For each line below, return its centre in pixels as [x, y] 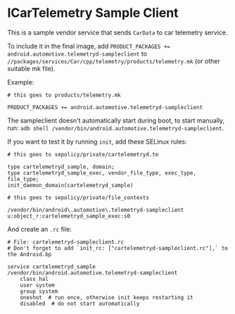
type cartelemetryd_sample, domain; [61, 167]
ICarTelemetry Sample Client [93, 13]
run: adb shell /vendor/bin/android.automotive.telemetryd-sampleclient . [116, 127]
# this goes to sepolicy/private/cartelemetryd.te [83, 154]
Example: [21, 82]
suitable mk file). [31, 68]
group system [39, 291]
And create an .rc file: [39, 229]
